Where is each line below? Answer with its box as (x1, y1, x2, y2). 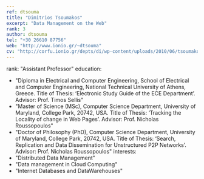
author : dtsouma (6, 32, 47, 38)
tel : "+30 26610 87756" (6, 37, 67, 43)
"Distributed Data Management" (15, 154, 96, 161)
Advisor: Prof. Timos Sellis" (15, 96, 84, 103)
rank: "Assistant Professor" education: (6, 65, 102, 72)
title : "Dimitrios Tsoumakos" (6, 15, 83, 21)
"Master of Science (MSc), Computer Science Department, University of (15, 103, 196, 110)
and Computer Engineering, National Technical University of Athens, (15, 83, 186, 90)
